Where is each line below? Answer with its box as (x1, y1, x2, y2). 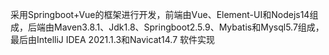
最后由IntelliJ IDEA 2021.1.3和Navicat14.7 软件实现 (10, 34, 216, 45)
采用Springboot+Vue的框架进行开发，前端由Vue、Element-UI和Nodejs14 (10, 9, 310, 20)
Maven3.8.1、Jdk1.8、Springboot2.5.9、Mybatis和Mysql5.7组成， (53, 21, 325, 33)
